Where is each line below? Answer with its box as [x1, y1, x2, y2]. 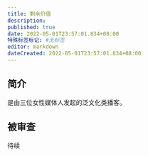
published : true [7, 23, 55, 30]
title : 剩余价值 [7, 10, 51, 18]
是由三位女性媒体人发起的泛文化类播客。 [7, 98, 126, 106]
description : [7, 17, 46, 24]
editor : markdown [7, 43, 59, 50]
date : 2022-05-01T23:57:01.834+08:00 [7, 30, 120, 38]
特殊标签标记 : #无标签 [7, 37, 65, 44]
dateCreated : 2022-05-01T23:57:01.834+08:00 [7, 50, 142, 57]
